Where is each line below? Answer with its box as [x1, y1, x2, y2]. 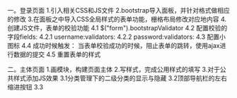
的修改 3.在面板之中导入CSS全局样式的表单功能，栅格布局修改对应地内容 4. [7, 15, 227, 23]
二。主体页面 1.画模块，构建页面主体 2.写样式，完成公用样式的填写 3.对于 [7, 66, 221, 73]
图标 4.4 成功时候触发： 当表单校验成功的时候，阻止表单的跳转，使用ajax [7, 42, 221, 49]
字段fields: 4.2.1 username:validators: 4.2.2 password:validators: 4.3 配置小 [7, 32, 226, 41]
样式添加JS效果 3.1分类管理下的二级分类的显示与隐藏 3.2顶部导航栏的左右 [13, 74, 228, 82]
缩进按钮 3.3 [7, 83, 44, 91]
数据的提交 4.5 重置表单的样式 [13, 50, 101, 59]
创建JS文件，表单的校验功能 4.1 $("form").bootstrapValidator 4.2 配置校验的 [7, 24, 228, 32]
